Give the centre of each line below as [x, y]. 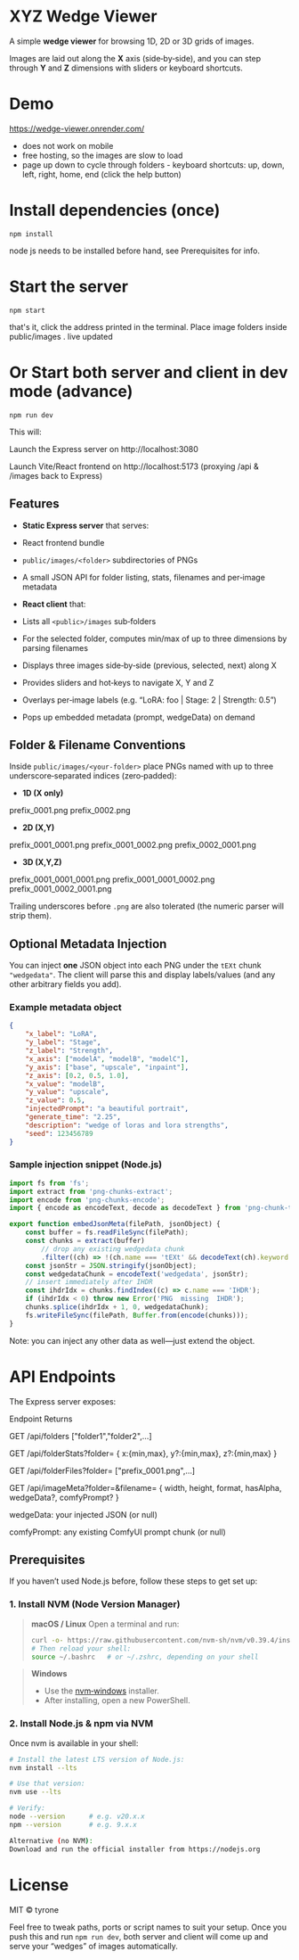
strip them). [30, 916]
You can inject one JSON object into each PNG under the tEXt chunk [136, 966]
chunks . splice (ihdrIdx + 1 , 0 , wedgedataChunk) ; [117, 1307]
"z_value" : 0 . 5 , [56, 1100]
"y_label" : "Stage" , [63, 1042]
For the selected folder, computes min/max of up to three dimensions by [154, 638]
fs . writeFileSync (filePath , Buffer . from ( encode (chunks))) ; [137, 1315]
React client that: [54, 604]
